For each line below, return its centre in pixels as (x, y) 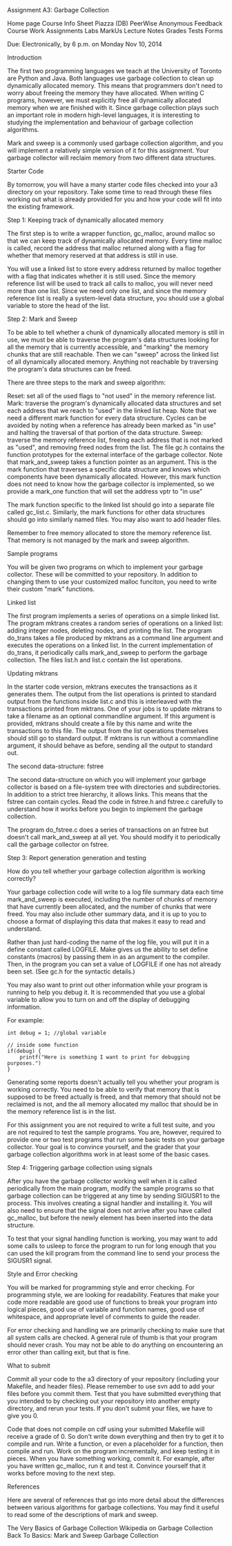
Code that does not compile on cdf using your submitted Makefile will (106, 1429)
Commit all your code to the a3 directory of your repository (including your (113, 1379)
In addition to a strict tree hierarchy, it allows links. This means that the (107, 794)
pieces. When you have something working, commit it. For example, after (111, 1459)
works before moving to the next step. (61, 1473)
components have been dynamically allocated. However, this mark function (114, 477)
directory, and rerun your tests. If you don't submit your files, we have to (110, 1408)
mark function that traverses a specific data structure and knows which (109, 469)
